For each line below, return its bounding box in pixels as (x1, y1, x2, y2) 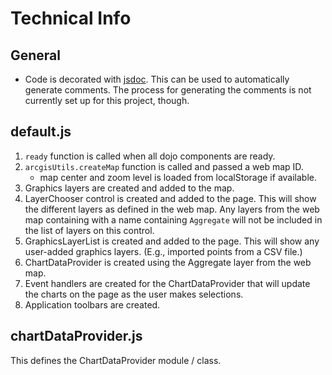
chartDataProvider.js (10, 328, 143, 345)
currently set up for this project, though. (24, 95, 190, 106)
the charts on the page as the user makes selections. (24, 288, 244, 300)
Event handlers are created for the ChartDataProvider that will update (24, 277, 311, 289)
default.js (10, 123, 72, 141)
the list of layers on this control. (24, 224, 155, 236)
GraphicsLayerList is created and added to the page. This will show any (24, 235, 320, 247)
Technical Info (10, 7, 132, 30)
